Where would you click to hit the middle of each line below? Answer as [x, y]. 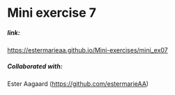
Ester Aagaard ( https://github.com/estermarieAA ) [78, 84]
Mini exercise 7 [52, 13]
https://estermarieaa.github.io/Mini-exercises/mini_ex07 [88, 50]
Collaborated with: [35, 66]
